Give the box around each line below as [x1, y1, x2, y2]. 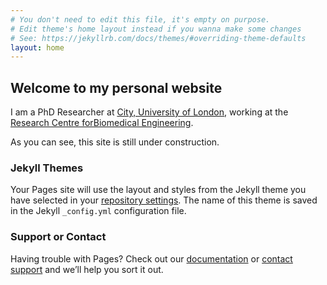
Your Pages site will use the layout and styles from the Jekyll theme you [10, 184, 307, 196]
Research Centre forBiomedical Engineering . [10, 117, 194, 129]
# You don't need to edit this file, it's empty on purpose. [10, 14, 271, 25]
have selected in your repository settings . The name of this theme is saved [10, 194, 318, 206]
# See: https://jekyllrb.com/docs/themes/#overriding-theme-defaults [10, 33, 307, 43]
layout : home [10, 42, 65, 53]
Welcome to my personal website [10, 79, 223, 96]
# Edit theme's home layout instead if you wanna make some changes [10, 24, 302, 34]
